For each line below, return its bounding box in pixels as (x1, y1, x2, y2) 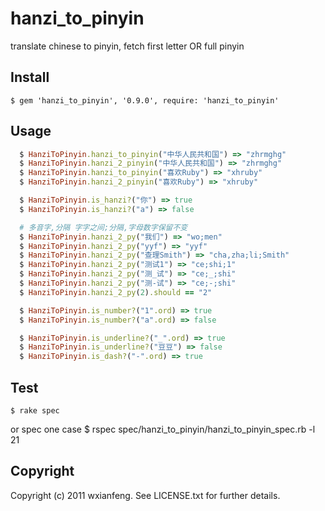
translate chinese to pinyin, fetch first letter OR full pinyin (10, 40, 245, 52)
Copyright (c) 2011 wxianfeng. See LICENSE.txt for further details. (10, 489, 281, 501)
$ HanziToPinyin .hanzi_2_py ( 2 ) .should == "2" (19, 287, 213, 297)
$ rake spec (10, 406, 60, 416)
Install (10, 69, 50, 86)
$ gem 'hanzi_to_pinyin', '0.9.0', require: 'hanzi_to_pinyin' (10, 95, 280, 106)
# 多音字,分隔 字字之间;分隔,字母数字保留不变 (19, 222, 188, 232)
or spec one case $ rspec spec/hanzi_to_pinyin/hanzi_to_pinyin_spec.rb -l (10, 423, 316, 435)
